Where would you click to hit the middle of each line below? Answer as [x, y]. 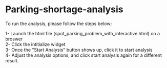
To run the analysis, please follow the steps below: [59, 24]
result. [12, 60]
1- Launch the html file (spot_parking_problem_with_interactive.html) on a [83, 33]
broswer [14, 39]
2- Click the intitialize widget [35, 44]
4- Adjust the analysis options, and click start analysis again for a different [84, 55]
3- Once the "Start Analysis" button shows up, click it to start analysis [79, 50]
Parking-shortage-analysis [64, 9]
